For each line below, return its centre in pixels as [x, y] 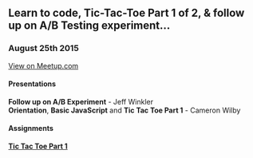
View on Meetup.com [43, 65]
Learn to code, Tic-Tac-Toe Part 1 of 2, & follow [126, 13]
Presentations [32, 84]
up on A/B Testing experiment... [89, 26]
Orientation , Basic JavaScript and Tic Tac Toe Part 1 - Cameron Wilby [125, 110]
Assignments [31, 128]
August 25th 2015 [44, 49]
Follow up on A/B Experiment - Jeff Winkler [81, 101]
